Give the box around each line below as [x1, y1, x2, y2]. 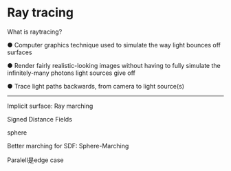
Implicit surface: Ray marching [7, 102, 93, 110]
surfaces [7, 48, 32, 56]
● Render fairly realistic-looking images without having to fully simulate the [7, 61, 221, 69]
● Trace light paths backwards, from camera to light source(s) [7, 82, 184, 90]
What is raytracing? [7, 27, 63, 36]
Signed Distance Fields [7, 115, 72, 123]
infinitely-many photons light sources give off [7, 69, 136, 77]
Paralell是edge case [7, 156, 64, 164]
